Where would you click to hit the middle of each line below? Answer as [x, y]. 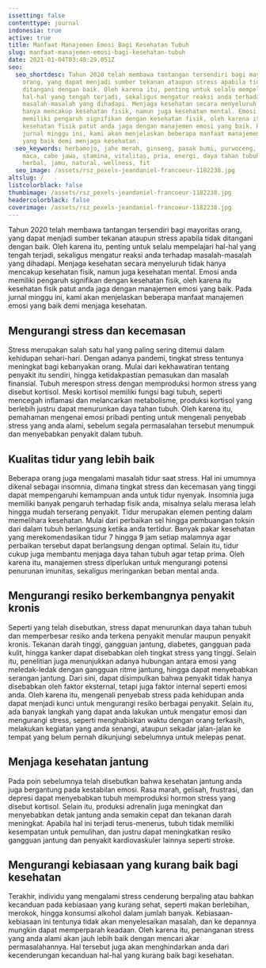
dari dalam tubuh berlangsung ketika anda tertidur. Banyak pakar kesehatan [132, 529]
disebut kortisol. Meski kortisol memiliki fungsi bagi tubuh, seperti [115, 392]
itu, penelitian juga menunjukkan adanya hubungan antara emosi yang [122, 661]
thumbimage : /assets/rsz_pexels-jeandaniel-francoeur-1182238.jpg [120, 192]
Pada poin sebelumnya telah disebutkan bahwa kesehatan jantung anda [125, 781]
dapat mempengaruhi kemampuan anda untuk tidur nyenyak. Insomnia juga [131, 495]
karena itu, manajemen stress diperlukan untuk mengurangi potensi [118, 563]
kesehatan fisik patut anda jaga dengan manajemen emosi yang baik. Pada [130, 289]
